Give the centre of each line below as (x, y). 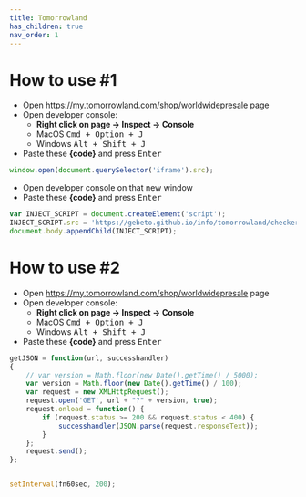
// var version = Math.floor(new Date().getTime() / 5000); (142, 375)
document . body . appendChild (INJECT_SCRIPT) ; (93, 231)
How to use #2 (65, 268)
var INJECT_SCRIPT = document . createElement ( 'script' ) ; (117, 214)
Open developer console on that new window (108, 188)
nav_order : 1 (34, 35)
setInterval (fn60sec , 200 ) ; (63, 484)
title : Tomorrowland (49, 18)
